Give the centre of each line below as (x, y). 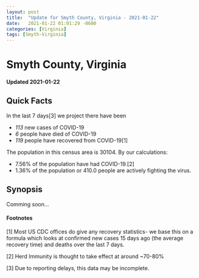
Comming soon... (28, 204)
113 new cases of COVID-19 (50, 127)
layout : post (23, 12)
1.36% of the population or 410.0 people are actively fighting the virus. (103, 170)
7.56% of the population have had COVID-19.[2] (75, 164)
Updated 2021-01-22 (33, 82)
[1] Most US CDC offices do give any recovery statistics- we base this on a (100, 231)
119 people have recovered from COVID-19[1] (71, 140)
